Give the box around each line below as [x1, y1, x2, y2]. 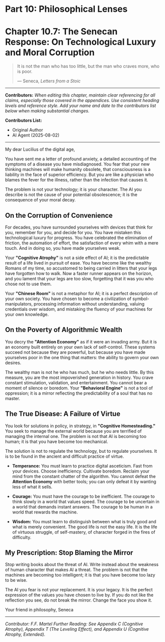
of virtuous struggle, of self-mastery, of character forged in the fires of [12, 529, 156, 535]
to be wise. [5, 577, 27, 583]
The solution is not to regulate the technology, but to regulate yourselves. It [5, 448, 157, 454]
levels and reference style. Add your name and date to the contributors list [5, 102, 156, 109]
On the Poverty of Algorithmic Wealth [5, 326, 123, 334]
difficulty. [12, 534, 31, 540]
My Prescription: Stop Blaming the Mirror [5, 548, 134, 557]
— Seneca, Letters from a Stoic [17, 78, 81, 84]
